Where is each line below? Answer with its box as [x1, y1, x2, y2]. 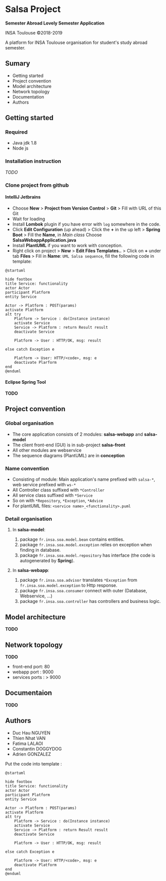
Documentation [12, 94, 44, 100]
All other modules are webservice [12, 447, 82, 453]
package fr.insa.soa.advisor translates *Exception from [19, 577, 138, 583]
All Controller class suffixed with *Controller [12, 487, 105, 493]
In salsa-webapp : [12, 567, 49, 573]
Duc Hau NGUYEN [12, 729, 51, 736]
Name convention [5, 465, 49, 472]
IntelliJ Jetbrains [5, 194, 41, 200]
